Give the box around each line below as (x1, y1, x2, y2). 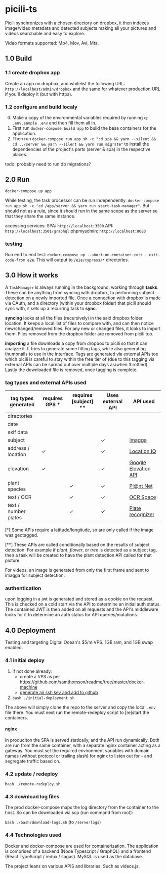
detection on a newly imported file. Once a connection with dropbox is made (5, 295, 161, 301)
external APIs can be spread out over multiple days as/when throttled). (5, 361, 149, 367)
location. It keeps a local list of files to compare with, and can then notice (5, 320, 154, 326)
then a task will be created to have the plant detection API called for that (5, 552, 152, 558)
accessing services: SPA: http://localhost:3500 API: (5, 222, 114, 228)
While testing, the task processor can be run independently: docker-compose (5, 197, 159, 203)
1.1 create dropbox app (5, 69, 60, 76)
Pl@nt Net (129, 483, 153, 490)
